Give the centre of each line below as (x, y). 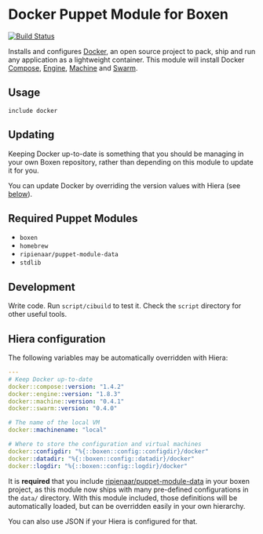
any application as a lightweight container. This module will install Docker (126, 60)
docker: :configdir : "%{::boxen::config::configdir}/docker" (109, 451)
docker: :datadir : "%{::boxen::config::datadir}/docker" (101, 459)
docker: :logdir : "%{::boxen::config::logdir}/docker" (98, 466)
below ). (20, 194)
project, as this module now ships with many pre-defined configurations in (128, 489)
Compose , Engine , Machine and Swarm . (73, 67)
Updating (31, 135)
